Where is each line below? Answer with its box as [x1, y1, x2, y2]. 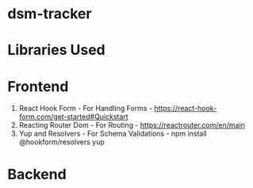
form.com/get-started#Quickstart [18, 112, 128, 121]
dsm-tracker [7, 5, 92, 23]
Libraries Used [7, 41, 105, 59]
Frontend [7, 77, 69, 95]
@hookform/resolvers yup [18, 137, 105, 147]
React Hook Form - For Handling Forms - [18, 104, 152, 113]
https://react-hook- [153, 104, 217, 113]
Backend [7, 165, 67, 183]
